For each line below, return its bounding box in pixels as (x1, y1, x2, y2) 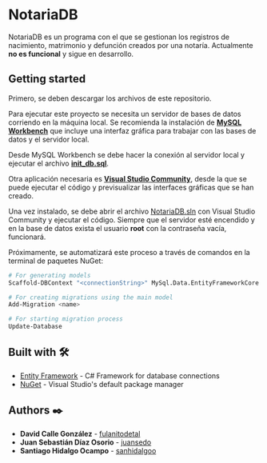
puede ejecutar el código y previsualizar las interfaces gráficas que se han (8, 182, 254, 192)
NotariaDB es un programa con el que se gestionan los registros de (8, 32, 230, 42)
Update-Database (8, 322, 62, 331)
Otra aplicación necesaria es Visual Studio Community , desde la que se (8, 174, 248, 183)
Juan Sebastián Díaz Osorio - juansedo (19, 437, 152, 447)
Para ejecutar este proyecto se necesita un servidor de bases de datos (8, 109, 241, 118)
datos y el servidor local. (8, 134, 90, 144)
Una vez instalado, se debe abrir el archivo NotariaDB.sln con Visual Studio (8, 206, 256, 216)
